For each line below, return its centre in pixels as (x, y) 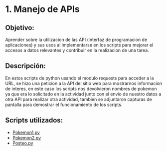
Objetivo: (20, 28)
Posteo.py (23, 143)
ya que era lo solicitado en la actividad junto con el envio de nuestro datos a (83, 94)
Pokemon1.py (26, 132)
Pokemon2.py (27, 137)
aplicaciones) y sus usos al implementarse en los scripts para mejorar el (79, 45)
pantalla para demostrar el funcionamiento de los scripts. (64, 104)
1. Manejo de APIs (42, 9)
